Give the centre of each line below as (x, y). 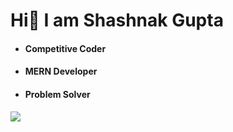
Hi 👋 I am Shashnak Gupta (117, 20)
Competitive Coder (65, 48)
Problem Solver (57, 94)
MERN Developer (61, 71)
